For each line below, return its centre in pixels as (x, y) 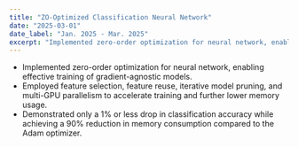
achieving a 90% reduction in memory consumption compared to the (148, 124)
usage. (35, 105)
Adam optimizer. (52, 133)
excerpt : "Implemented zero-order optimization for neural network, (138, 42)
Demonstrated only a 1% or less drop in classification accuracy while (148, 114)
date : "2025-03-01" (45, 26)
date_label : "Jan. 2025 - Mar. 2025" (79, 34)
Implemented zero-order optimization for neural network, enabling (143, 67)
